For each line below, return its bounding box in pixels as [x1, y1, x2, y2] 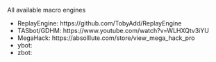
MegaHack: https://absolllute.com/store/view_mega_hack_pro [17, 34, 195, 42]
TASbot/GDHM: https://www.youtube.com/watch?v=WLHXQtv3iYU [17, 27, 210, 34]
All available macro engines [7, 6, 86, 14]
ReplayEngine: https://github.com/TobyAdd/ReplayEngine [17, 19, 182, 27]
